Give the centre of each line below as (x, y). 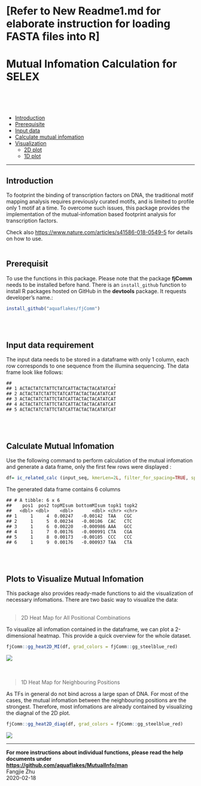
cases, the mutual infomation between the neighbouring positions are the (96, 700)
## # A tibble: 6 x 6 (33, 500)
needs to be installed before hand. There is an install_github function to (96, 285)
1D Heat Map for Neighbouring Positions (70, 682)
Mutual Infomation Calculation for (92, 64)
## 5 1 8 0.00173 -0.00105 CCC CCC (69, 537)
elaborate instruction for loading (88, 24)
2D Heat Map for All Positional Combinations (76, 617)
